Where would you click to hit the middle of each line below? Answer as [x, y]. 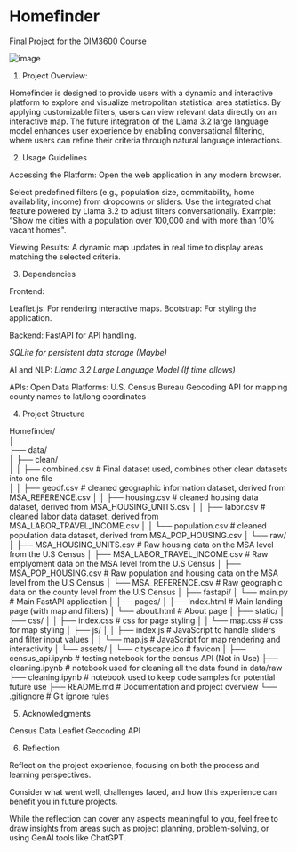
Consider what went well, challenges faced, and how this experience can [143, 791]
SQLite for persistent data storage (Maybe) [88, 352]
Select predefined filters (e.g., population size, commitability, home [132, 192]
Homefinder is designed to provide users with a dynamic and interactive [141, 93]
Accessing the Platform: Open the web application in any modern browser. [145, 175]
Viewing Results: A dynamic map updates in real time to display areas [136, 247]
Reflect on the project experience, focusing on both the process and [134, 765]
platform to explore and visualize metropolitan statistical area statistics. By [145, 102]
